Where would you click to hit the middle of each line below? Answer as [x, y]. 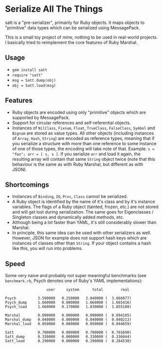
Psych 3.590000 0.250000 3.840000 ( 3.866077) [68, 298]
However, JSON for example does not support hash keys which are [79, 238]
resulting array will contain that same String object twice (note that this [84, 159]
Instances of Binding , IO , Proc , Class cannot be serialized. [70, 196]
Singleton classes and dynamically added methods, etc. [68, 217]
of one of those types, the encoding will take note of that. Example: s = [83, 149]
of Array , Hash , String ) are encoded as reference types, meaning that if [83, 138]
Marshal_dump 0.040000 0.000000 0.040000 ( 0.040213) [68, 320]
